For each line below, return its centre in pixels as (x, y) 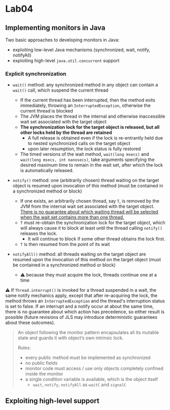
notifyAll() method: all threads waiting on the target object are (79, 254)
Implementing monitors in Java (55, 28)
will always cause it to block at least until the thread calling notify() (91, 228)
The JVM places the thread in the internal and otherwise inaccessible (93, 116)
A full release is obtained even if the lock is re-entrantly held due (95, 138)
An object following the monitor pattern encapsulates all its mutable (88, 333)
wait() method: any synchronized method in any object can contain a (85, 85)
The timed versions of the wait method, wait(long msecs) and (84, 154)
